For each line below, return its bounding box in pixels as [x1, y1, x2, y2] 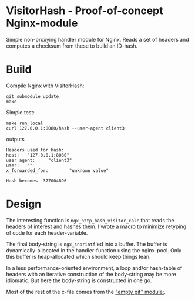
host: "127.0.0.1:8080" [6, 152, 69, 158]
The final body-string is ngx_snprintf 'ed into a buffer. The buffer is [6, 241, 167, 248]
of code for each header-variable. [6, 229, 88, 236]
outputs [6, 136, 25, 143]
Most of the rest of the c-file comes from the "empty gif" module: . [6, 288, 166, 295]
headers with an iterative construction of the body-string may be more [6, 270, 176, 278]
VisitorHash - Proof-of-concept [6, 4, 163, 18]
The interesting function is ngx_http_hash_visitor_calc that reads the [6, 217, 174, 224]
